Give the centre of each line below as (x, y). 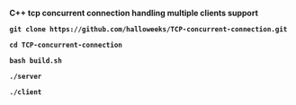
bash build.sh (36, 61)
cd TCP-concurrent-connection (66, 45)
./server (26, 76)
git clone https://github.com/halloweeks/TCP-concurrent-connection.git (148, 30)
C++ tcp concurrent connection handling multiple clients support (134, 13)
